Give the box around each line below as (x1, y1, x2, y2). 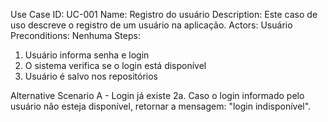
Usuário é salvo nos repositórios (24, 70, 158, 82)
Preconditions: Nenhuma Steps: (10, 30, 141, 41)
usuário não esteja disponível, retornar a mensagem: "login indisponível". (10, 100, 312, 112)
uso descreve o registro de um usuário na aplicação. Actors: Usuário (10, 19, 293, 31)
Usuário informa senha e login (24, 49, 150, 61)
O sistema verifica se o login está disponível (24, 60, 207, 71)
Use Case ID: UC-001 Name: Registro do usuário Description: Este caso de (10, 9, 318, 20)
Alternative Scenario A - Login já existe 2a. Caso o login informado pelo (10, 90, 305, 101)
